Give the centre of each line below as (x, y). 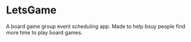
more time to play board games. (44, 32)
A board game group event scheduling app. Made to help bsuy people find (96, 26)
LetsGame (31, 10)
